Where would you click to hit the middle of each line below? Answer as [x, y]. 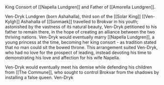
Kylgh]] [12, 22]
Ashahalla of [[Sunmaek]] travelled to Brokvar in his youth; [80, 22]
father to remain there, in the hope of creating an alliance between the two [80, 32]
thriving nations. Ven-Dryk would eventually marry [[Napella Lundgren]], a [80, 37]
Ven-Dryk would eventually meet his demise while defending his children [79, 67]
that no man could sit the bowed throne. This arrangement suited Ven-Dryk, [82, 47]
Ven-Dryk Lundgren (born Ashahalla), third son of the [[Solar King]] [73, 16]
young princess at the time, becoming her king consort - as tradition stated [81, 42]
